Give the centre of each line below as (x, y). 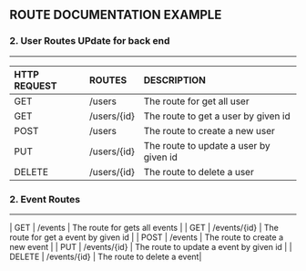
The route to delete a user (199, 172)
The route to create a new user (209, 130)
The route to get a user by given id (217, 116)
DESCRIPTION (175, 79)
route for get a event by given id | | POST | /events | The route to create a (147, 237)
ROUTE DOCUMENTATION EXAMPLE (116, 15)
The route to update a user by (207, 145)
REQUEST (36, 86)
